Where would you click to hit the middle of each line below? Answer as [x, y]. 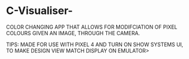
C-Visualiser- [40, 11]
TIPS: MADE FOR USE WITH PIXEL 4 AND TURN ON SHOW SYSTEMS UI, [95, 44]
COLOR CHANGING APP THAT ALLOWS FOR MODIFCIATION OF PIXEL [92, 27]
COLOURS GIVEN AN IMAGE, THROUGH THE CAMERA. [73, 33]
